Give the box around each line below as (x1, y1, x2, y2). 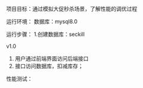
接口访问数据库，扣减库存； (14, 62, 84, 69)
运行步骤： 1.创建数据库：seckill (6, 31, 85, 38)
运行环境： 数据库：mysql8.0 (6, 18, 78, 25)
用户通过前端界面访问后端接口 (14, 55, 89, 62)
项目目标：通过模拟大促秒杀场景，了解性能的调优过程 (6, 5, 138, 12)
